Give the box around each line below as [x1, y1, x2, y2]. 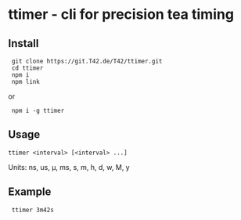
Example [8, 186, 52, 199]
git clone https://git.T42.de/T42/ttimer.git [11, 57, 163, 65]
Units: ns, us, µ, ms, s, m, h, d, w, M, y [8, 162, 131, 171]
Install [8, 37, 39, 50]
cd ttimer [11, 64, 44, 72]
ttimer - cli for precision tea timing [8, 5, 235, 23]
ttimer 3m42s [11, 206, 55, 214]
